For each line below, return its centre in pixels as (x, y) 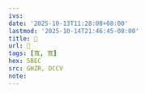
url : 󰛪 (19, 46)
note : (17, 76)
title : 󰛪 (23, 38)
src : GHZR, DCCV (36, 69)
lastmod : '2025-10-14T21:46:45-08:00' (74, 31)
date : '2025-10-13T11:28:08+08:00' (68, 23)
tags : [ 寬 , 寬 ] (33, 53)
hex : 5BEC (25, 61)
